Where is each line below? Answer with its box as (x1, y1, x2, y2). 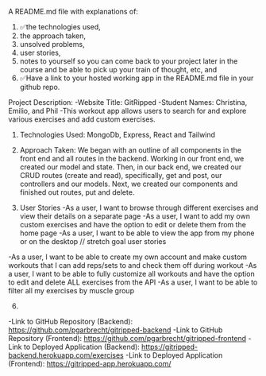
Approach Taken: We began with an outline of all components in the (19, 145, 242, 154)
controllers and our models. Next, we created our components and (19, 179, 238, 188)
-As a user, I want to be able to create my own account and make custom (8, 252, 248, 262)
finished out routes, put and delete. (19, 188, 135, 197)
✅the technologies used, (19, 22, 101, 31)
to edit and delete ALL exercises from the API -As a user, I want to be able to (8, 277, 258, 287)
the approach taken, (19, 31, 86, 41)
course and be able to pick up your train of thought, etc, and (19, 65, 218, 74)
